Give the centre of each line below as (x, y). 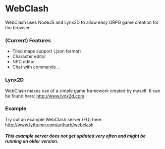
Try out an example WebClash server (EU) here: (54, 119)
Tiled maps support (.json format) (47, 51)
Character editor (29, 56)
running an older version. (32, 141)
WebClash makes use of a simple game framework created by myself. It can (83, 91)
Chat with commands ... (36, 67)
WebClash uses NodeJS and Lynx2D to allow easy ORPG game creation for (82, 22)
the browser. (18, 27)
